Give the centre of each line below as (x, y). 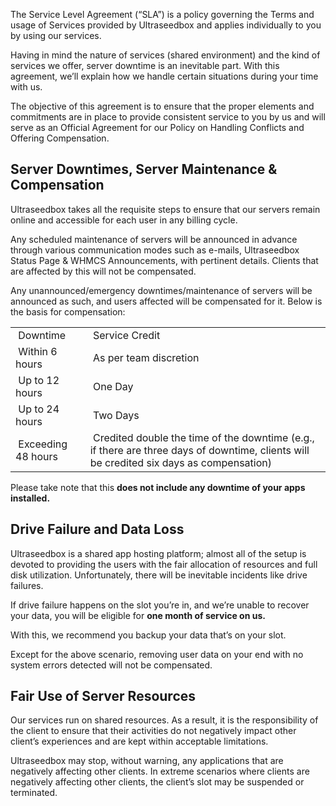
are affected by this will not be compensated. (103, 271)
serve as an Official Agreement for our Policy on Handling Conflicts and (157, 127)
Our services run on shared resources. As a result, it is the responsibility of (164, 720)
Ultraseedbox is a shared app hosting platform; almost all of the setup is (158, 553)
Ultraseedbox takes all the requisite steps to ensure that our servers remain (165, 209)
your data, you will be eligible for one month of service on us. (138, 615)
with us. (26, 87)
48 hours (37, 456)
